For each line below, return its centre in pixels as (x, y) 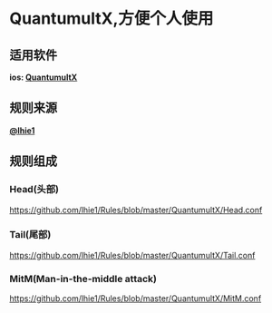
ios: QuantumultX (44, 77)
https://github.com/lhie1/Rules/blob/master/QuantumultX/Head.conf (136, 210)
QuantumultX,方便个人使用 (112, 19)
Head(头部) (34, 190)
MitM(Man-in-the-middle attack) (83, 279)
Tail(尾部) (30, 235)
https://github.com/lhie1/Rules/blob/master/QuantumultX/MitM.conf (136, 298)
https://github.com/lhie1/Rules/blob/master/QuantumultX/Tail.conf (132, 255)
